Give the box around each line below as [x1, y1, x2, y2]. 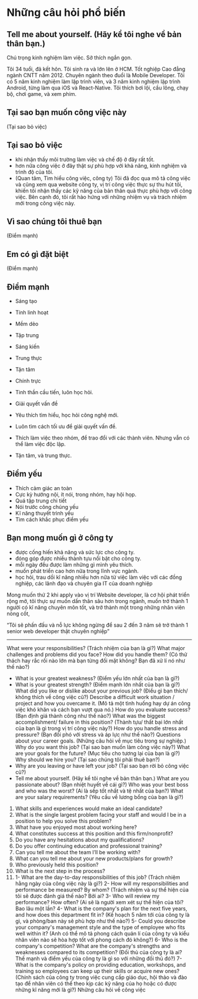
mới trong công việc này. [15, 199, 76, 207]
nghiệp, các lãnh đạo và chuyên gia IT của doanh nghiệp [15, 580, 153, 587]
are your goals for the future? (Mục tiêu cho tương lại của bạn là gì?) [15, 750, 180, 757]
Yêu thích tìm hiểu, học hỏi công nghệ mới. [15, 412, 119, 419]
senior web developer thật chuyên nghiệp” [6, 627, 110, 635]
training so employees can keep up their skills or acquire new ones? [15, 967, 180, 974]
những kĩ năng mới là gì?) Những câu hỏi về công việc [15, 986, 146, 993]
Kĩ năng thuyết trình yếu [15, 510, 74, 517]
